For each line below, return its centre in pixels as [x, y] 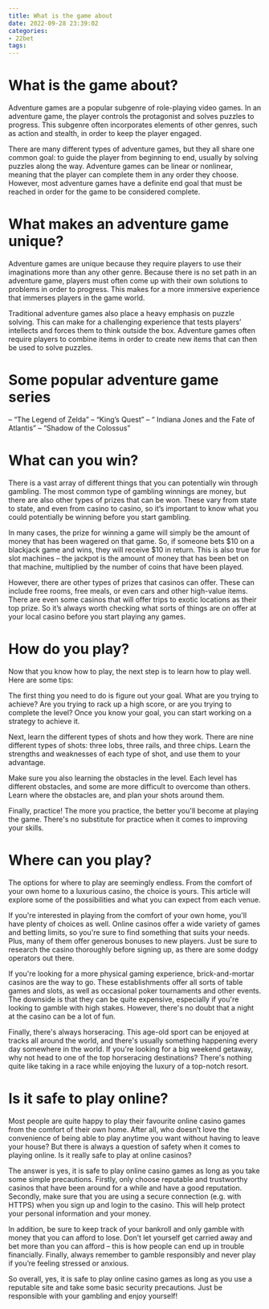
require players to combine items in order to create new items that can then [133, 339]
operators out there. [41, 957]
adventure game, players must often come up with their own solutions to [128, 281]
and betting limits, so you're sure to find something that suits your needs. [129, 932]
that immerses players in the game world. [77, 298]
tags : [17, 46]
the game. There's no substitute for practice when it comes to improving [128, 819]
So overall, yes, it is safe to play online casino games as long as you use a [130, 1278]
